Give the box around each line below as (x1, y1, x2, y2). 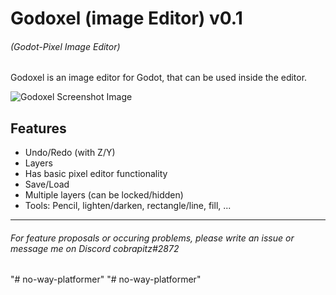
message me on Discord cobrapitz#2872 (10, 242, 180, 254)
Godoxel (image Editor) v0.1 (10, 7, 243, 30)
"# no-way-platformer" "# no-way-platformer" (10, 273, 202, 286)
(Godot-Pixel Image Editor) (10, 40, 121, 52)
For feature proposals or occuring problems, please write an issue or (10, 232, 295, 244)
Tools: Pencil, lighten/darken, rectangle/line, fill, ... (24, 200, 232, 212)
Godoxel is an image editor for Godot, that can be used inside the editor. (10, 72, 308, 84)
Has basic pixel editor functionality (24, 168, 168, 180)
